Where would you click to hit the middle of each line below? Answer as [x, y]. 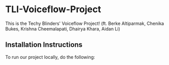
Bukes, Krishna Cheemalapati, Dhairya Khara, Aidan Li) [63, 28]
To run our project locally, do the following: [50, 57]
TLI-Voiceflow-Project [53, 9]
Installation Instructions [44, 45]
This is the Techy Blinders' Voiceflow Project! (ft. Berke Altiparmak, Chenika [85, 23]
